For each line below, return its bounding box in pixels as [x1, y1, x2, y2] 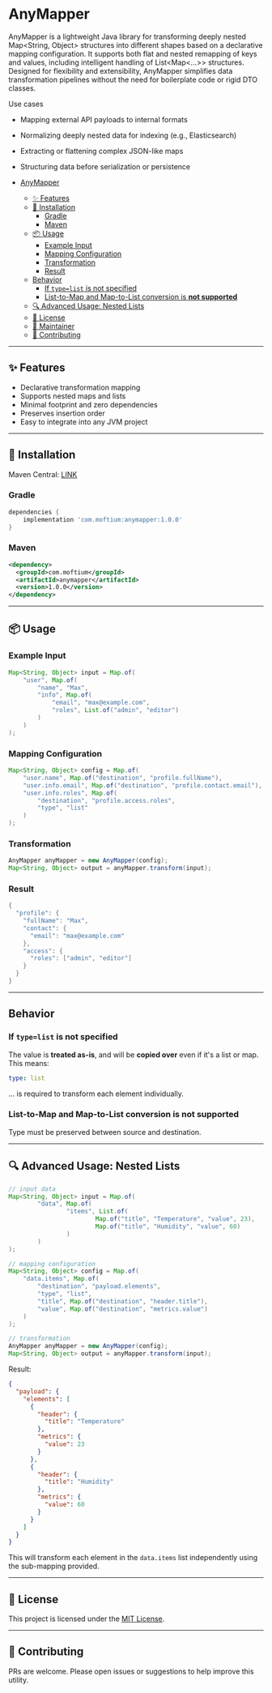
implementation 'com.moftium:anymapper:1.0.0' [23, 515, 183, 523]
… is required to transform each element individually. [8, 1089, 184, 1098]
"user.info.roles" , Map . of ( [23, 789, 117, 797]
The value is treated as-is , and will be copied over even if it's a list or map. [8, 1050, 259, 1060]
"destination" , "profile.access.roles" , [37, 796, 176, 804]
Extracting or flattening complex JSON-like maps [19, 146, 184, 156]
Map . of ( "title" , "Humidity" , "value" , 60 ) [95, 1222, 241, 1231]
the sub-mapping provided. [8, 1561, 100, 1571]
